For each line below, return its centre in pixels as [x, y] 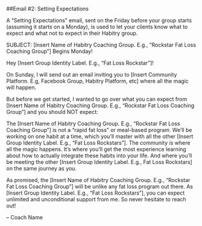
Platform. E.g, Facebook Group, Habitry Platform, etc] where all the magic [97, 81]
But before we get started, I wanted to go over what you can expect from [97, 99]
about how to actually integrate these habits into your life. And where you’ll [99, 155]
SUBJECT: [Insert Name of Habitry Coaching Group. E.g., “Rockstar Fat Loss [101, 45]
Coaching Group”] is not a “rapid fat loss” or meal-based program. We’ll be [99, 130]
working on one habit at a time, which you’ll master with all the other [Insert [100, 136]
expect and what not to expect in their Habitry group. [72, 33]
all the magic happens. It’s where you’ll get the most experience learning [96, 149]
